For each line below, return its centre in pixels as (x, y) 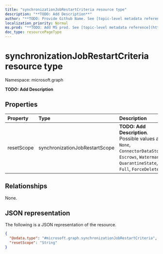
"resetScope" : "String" (33, 243)
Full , (125, 169)
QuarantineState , (139, 163)
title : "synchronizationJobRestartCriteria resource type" (66, 9)
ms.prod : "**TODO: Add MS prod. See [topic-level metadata (66, 28)
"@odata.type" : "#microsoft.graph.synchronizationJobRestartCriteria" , (83, 238)
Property (18, 118)
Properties (21, 105)
